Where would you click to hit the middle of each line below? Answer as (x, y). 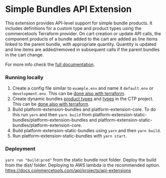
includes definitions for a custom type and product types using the (73, 28)
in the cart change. (24, 55)
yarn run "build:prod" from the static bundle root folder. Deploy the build (81, 160)
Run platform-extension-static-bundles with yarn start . (70, 136)
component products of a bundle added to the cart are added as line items (82, 39)
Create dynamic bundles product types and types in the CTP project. (83, 99)
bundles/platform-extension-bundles (50, 120)
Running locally (24, 77)
